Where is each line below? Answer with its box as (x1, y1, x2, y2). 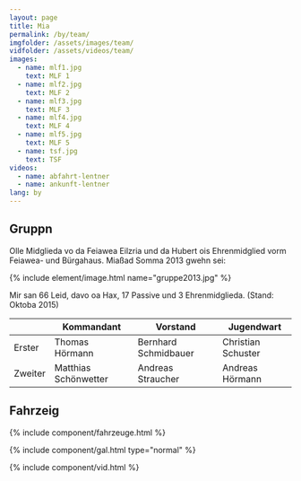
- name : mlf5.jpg (17, 130, 82, 139)
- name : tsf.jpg (17, 146, 78, 155)
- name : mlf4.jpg (17, 113, 82, 122)
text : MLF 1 (25, 72, 70, 81)
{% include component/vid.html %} (9, 461, 140, 472)
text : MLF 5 (25, 138, 70, 147)
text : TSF (25, 154, 63, 164)
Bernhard (137, 336, 177, 348)
